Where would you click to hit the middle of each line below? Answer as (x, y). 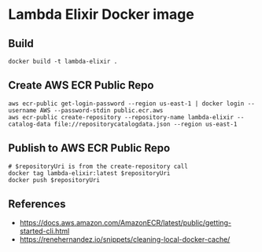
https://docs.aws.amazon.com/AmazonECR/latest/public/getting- (125, 223)
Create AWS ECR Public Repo (81, 85)
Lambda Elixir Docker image (101, 15)
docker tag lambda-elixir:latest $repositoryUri (89, 173)
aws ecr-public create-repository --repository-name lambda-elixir (121, 117)
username (22, 110)
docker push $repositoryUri (54, 180)
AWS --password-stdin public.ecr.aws (101, 110)
